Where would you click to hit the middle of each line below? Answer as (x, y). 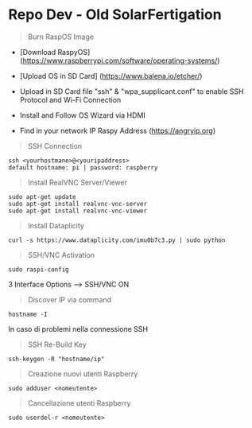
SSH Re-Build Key (57, 344)
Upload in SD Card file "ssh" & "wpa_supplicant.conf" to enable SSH (132, 91)
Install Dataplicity (56, 225)
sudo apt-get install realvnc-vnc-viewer (78, 211)
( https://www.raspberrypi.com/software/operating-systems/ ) (120, 60)
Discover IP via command (70, 299)
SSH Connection (55, 146)
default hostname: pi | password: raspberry (83, 167)
